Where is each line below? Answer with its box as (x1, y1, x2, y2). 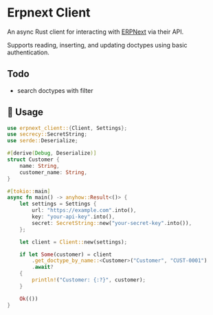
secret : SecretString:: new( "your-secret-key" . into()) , (32, 219, 192, 226)
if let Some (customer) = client (19, 251, 112, 258)
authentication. (7, 48, 50, 56)
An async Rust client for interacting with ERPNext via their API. (7, 28, 184, 36)
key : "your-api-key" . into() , (32, 213, 115, 221)
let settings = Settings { (19, 201, 97, 208)
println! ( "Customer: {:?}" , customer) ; (32, 276, 146, 283)
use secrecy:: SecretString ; (7, 131, 88, 138)
